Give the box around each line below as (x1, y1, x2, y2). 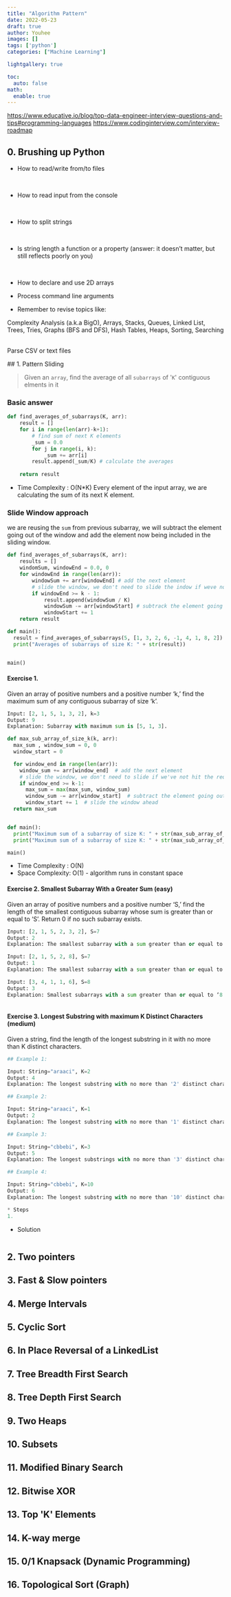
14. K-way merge (7, 1532, 80, 1544)
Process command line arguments (16, 292, 115, 300)
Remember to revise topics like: (16, 305, 107, 313)
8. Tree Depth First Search (7, 1392, 122, 1403)
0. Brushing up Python (7, 146, 105, 158)
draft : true (7, 23, 41, 30)
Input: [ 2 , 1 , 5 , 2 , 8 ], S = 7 (7, 954, 91, 960)
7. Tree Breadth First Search (7, 1368, 129, 1380)
